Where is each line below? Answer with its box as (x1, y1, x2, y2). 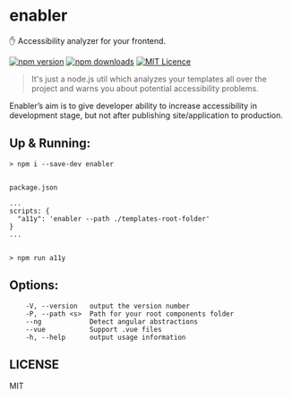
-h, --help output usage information (25, 333, 186, 342)
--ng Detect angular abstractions (25, 317, 199, 326)
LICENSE (9, 357, 60, 372)
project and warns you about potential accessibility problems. (30, 82, 260, 94)
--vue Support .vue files (25, 325, 163, 334)
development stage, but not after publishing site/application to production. (9, 109, 284, 121)
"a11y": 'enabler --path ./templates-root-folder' (17, 214, 210, 224)
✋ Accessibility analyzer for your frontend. (9, 35, 167, 46)
